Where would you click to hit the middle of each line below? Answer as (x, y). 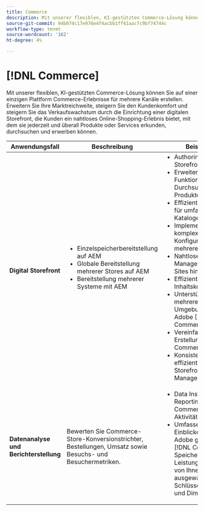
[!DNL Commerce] (53, 76)
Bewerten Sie (86, 431)
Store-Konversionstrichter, (105, 438)
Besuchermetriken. (94, 462)
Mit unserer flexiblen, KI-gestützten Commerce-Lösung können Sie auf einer (102, 93)
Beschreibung (112, 146)
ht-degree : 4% (24, 40)
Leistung (186, 462)
